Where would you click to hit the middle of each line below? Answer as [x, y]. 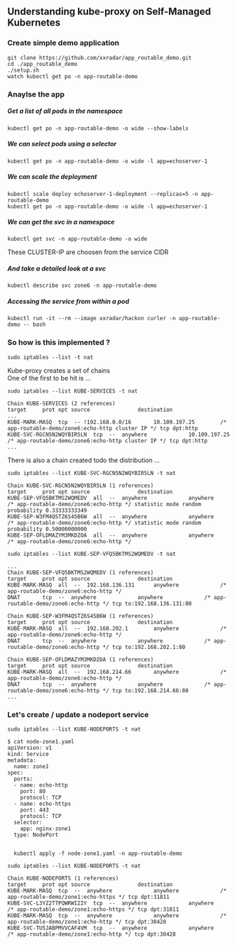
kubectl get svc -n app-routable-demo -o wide [77, 239]
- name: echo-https [43, 804]
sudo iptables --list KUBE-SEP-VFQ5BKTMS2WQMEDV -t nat [92, 554]
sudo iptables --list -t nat [50, 357]
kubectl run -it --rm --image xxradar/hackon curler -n [92, 319]
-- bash [34, 325]
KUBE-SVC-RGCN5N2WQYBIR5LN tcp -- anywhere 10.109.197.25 [119, 435]
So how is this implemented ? [59, 342]
